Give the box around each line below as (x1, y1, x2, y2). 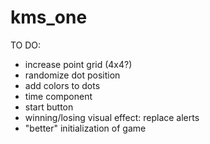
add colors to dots (24, 79, 101, 91)
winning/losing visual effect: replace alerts (24, 111, 200, 123)
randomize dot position (24, 69, 121, 81)
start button (24, 101, 74, 113)
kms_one (10, 6, 88, 29)
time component (24, 90, 93, 102)
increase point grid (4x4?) (24, 58, 133, 70)
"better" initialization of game (24, 122, 147, 134)
